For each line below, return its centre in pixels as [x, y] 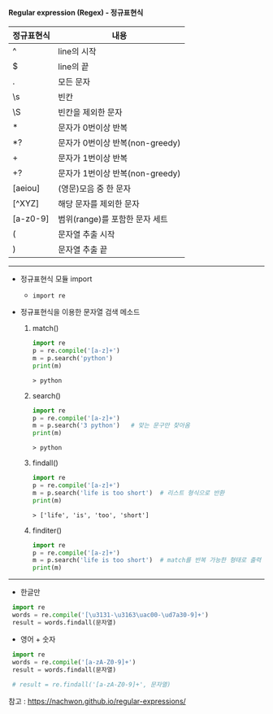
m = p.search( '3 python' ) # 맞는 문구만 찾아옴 [111, 426]
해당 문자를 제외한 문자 [99, 204]
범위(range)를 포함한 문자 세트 [113, 220]
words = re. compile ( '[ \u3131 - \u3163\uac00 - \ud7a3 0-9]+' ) [110, 615]
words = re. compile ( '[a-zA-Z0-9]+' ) [74, 662]
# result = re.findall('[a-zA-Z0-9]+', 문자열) [91, 685]
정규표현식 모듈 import [56, 279]
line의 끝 [74, 67]
